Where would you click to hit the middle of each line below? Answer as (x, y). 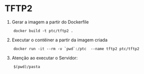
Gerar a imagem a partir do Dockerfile (50, 22)
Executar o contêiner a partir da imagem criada (60, 40)
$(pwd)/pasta (27, 67)
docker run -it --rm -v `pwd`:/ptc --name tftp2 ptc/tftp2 (76, 49)
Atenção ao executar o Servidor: (45, 58)
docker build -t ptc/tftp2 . (43, 31)
